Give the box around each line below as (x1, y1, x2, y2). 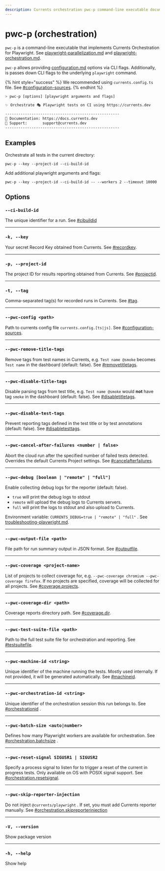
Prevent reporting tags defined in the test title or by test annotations (5, 421, 142, 426)
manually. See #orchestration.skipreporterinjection (5, 807, 108, 813)
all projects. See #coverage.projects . (5, 583, 80, 589)
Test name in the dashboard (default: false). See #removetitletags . (5, 362, 138, 368)
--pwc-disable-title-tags (5, 378, 67, 384)
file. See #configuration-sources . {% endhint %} (5, 84, 103, 90)
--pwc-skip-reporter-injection (5, 792, 80, 797)
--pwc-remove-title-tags (5, 346, 65, 352)
